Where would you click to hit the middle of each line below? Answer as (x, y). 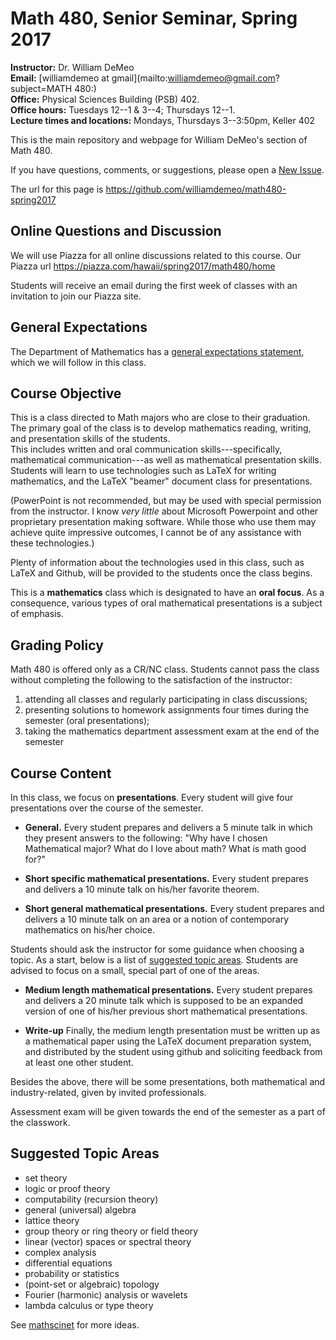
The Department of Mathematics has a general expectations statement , (157, 351)
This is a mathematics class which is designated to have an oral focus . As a (167, 593)
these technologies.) (52, 543)
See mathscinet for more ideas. (75, 1324)
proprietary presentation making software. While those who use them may (163, 522)
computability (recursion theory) (91, 1199)
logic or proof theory (67, 1188)
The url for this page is (57, 189)
